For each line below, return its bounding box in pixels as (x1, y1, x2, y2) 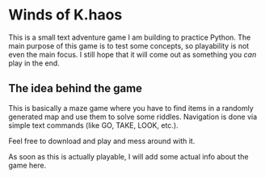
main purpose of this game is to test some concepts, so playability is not (8, 40, 250, 50)
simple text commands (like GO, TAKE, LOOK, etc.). (8, 120, 179, 130)
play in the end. (8, 58, 61, 68)
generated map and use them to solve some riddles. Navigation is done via (8, 112, 258, 121)
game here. (8, 160, 47, 170)
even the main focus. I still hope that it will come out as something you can (8, 49, 257, 59)
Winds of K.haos (8, 6, 123, 24)
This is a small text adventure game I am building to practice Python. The (8, 32, 251, 42)
